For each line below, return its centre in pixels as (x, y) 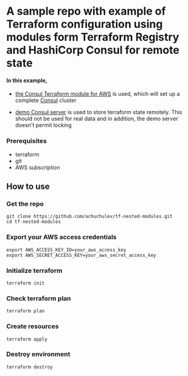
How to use (28, 186)
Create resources (33, 327)
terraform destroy (30, 367)
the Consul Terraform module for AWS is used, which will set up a (97, 94)
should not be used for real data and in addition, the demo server (96, 119)
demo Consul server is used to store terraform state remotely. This (99, 112)
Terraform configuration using (85, 24)
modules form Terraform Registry (93, 37)
